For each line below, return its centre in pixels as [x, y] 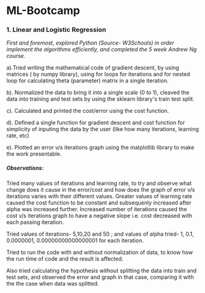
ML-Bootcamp [43, 11]
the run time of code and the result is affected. [65, 259]
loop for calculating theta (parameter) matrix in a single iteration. [88, 81]
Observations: [25, 168]
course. [16, 56]
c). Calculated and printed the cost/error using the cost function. [88, 111]
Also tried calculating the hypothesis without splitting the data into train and [102, 271]
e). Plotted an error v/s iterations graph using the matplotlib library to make [100, 148]
